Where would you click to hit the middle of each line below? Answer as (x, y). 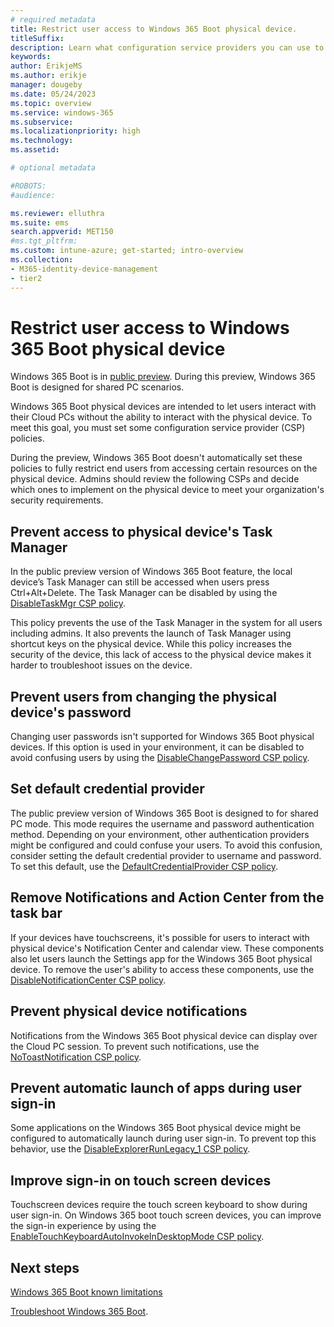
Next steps (45, 1267)
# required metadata (53, 19)
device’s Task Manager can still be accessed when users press (140, 582)
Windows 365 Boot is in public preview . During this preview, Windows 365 (163, 377)
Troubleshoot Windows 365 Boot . (79, 1311)
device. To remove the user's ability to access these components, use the (162, 969)
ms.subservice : (42, 122)
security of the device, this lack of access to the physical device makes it (161, 655)
